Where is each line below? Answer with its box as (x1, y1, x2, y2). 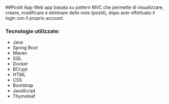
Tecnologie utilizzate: (5, 27, 60, 34)
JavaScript (12, 88, 36, 94)
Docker (12, 61, 29, 67)
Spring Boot (12, 45, 38, 51)
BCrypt (12, 66, 28, 73)
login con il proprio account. (5, 15, 65, 21)
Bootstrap (12, 82, 34, 88)
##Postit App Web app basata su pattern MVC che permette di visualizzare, (5, 5, 164, 10)
